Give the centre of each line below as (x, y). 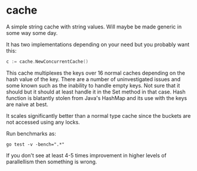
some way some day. (32, 33)
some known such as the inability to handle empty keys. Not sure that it (93, 85)
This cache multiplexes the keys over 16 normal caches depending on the (96, 73)
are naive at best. (27, 104)
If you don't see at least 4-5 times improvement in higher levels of (86, 155)
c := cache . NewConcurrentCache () (47, 62)
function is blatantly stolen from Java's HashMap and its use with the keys (97, 98)
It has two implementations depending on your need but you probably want (98, 44)
